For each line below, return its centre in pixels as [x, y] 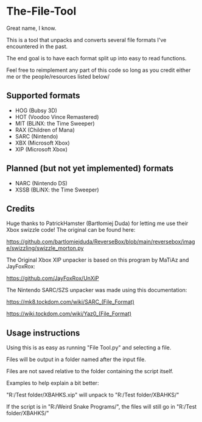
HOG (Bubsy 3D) [36, 110]
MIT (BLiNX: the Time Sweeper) [55, 123]
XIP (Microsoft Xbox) [41, 149]
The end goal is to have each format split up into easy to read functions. [96, 58]
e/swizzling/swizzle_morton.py [45, 248]
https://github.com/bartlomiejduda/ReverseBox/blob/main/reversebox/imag [101, 241]
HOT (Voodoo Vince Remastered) [57, 116]
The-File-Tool [41, 11]
